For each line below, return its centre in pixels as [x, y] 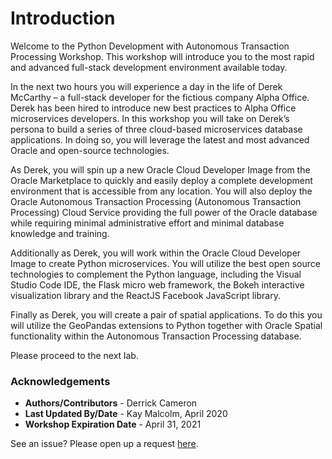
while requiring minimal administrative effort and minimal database [147, 223]
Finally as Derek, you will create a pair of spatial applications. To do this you [166, 314]
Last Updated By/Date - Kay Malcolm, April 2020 [126, 414]
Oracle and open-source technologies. [90, 150]
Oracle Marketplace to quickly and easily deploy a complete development [161, 180]
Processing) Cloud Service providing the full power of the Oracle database [164, 212]
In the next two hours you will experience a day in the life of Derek [146, 86]
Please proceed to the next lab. [74, 355]
